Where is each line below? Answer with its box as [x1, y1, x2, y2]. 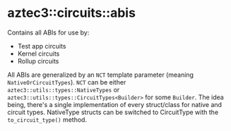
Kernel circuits [17, 49, 60, 58]
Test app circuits [17, 42, 66, 50]
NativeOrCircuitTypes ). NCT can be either [7, 77, 126, 86]
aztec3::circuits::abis [7, 5, 136, 21]
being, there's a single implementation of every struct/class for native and [7, 100, 223, 108]
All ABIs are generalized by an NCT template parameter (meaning [7, 70, 194, 79]
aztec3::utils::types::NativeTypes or [7, 85, 120, 94]
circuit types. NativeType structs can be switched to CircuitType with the [7, 108, 219, 116]
